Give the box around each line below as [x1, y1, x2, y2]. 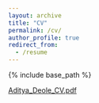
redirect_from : [8, 41, 59, 49]
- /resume [15, 48, 48, 56]
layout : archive [8, 11, 62, 20]
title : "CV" [8, 19, 48, 27]
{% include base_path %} [8, 71, 92, 79]
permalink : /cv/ [8, 26, 62, 34]
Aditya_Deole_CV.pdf [8, 86, 77, 95]
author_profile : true [8, 33, 80, 42]
